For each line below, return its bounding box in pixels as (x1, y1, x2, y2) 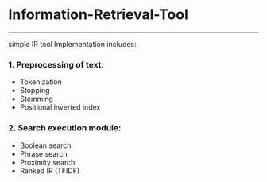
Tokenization (19, 77, 62, 87)
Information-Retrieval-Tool (8, 6, 188, 24)
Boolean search (19, 141, 72, 150)
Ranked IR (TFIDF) (19, 165, 80, 176)
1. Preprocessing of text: (8, 59, 105, 70)
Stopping (19, 86, 50, 95)
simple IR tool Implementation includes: (8, 39, 137, 48)
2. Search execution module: (8, 122, 122, 134)
